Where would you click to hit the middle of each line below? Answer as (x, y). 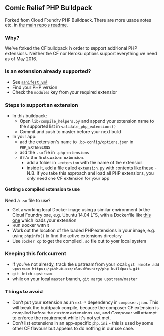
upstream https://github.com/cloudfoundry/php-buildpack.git (76, 269)
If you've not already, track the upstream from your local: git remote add (85, 264)
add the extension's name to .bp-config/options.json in (76, 142)
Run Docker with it (31, 225)
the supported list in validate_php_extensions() (68, 126)
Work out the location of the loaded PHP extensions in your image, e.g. (84, 230)
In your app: (24, 136)
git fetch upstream (32, 274)
